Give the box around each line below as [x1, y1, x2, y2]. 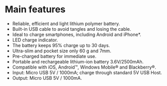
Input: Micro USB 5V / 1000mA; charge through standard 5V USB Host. [12, 69, 162, 75]
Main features [5, 4, 66, 15]
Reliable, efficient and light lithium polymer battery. [12, 20, 120, 27]
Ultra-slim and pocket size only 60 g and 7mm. [12, 48, 112, 54]
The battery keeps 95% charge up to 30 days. [12, 42, 110, 48]
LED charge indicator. [12, 37, 58, 43]
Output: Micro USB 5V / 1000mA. [12, 75, 82, 81]
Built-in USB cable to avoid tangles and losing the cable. [12, 26, 132, 32]
